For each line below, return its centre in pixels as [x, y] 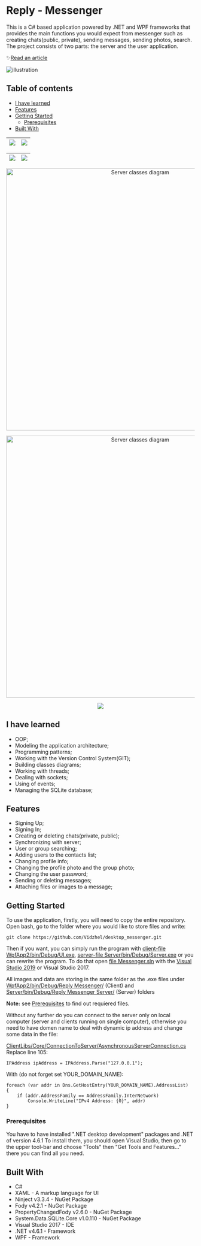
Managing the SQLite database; [54, 790]
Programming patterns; [43, 752]
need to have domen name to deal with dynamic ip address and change [94, 1028]
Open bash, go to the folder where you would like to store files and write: [96, 927]
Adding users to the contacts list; [56, 855]
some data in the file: [32, 1035]
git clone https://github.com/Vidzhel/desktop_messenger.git [84, 937]
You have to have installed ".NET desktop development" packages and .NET [100, 1134]
